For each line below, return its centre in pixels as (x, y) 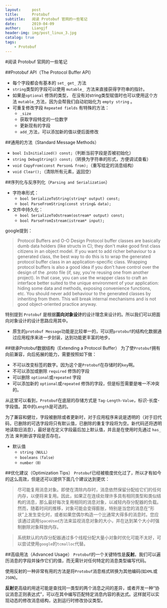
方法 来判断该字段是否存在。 (34, 436)
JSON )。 (13, 577)
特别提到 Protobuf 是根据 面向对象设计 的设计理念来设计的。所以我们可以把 (81, 314)
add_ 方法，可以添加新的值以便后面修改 (59, 131)
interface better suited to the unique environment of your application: (88, 283)
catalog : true (20, 38)
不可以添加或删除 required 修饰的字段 (51, 371)
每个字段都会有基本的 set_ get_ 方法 (49, 83)
